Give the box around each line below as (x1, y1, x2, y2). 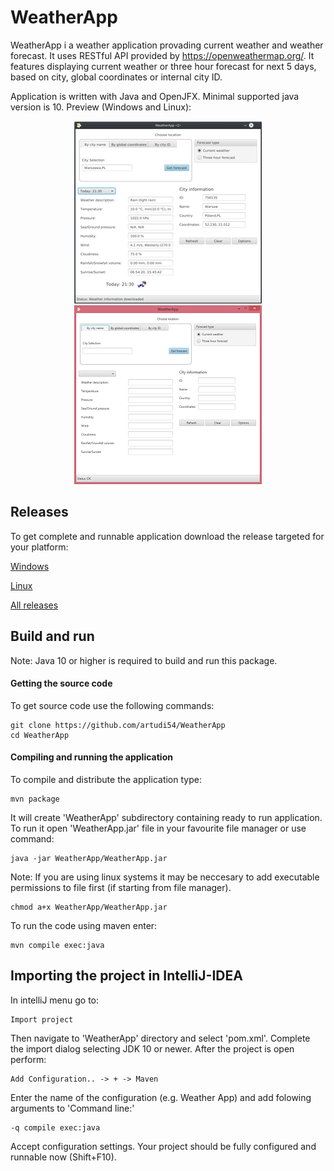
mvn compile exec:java (10, 940, 105, 950)
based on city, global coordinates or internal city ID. (10, 71, 223, 83)
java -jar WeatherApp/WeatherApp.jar (10, 853, 168, 863)
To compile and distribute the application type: (10, 773, 202, 785)
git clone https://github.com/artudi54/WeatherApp (10, 720, 226, 730)
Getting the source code (10, 677, 113, 690)
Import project (10, 1014, 74, 1025)
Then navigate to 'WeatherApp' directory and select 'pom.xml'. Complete (10, 1032, 311, 1044)
